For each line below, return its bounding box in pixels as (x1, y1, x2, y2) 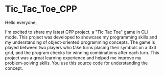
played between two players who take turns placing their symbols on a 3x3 (5, 44, 157, 50)
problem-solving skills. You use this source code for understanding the (5, 60, 148, 66)
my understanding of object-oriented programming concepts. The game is (5, 39, 155, 45)
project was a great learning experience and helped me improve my (5, 55, 141, 60)
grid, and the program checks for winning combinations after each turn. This (5, 50, 160, 56)
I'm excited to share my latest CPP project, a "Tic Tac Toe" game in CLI (5, 29, 148, 35)
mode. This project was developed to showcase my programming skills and (5, 34, 158, 40)
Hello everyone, (5, 19, 37, 25)
